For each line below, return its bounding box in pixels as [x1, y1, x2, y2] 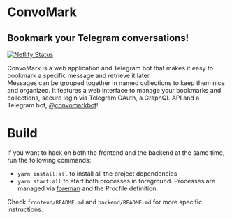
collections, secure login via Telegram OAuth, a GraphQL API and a [7, 93, 200, 102]
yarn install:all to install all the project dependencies [17, 169, 177, 178]
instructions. [7, 205, 43, 213]
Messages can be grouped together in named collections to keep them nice [7, 79, 225, 87]
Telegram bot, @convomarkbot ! [7, 101, 99, 109]
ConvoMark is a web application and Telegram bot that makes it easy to [7, 64, 214, 72]
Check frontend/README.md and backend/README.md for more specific [7, 197, 203, 206]
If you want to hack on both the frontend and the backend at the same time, [7, 148, 225, 157]
